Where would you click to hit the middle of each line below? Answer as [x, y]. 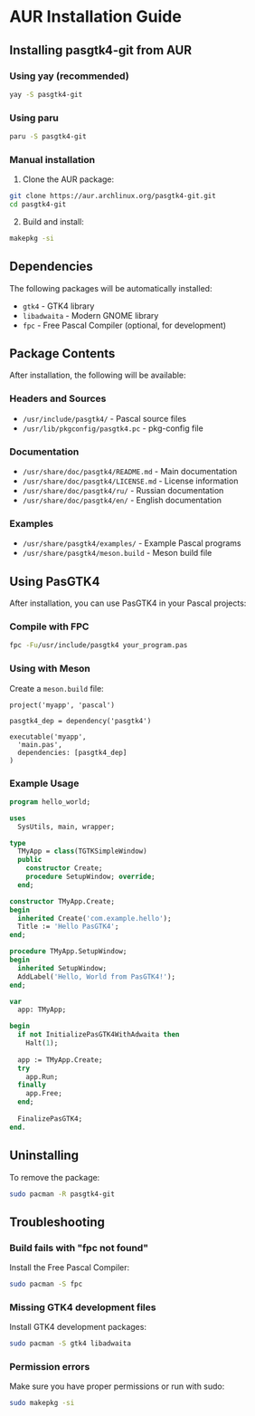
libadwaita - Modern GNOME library [90, 315]
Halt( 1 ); [42, 1043]
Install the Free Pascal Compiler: [69, 1268]
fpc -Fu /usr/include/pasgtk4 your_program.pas [99, 646]
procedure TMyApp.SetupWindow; [68, 952]
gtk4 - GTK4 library [58, 306]
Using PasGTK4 [55, 581]
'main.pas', [40, 744]
